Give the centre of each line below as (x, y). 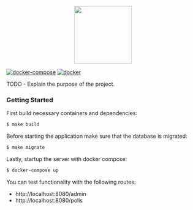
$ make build (23, 125)
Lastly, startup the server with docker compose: (67, 159)
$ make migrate (26, 148)
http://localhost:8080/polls (49, 200)
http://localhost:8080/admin (51, 193)
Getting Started (30, 100)
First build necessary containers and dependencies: (72, 113)
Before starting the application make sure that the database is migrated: (97, 136)
